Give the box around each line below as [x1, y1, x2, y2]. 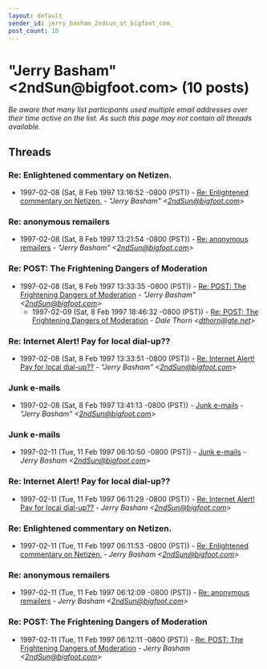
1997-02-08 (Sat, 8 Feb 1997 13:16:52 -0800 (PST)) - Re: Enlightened [19, 188, 249, 197]
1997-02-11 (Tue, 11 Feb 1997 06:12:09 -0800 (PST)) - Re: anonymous [19, 588, 250, 598]
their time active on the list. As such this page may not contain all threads [8, 113, 253, 123]
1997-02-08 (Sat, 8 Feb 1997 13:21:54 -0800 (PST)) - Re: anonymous [19, 235, 249, 244]
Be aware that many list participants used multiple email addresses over [8, 105, 249, 115]
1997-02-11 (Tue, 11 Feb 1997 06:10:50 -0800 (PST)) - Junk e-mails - [19, 447, 247, 457]
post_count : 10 [8, 27, 59, 35]
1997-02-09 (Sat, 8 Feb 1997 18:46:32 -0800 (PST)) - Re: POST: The [31, 307, 259, 316]
